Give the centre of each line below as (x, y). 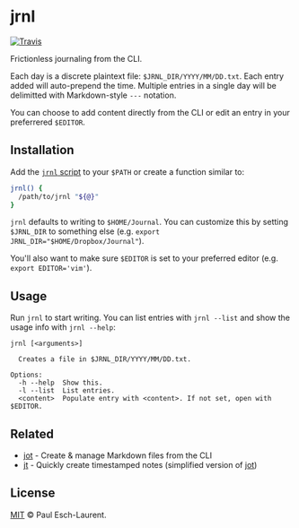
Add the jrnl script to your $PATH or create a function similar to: (128, 171)
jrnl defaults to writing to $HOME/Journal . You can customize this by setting (149, 222)
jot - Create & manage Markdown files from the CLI (118, 455)
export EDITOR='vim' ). (51, 268)
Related (32, 433)
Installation (42, 150)
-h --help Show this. (61, 383)
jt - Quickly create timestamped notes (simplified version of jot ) (140, 465)
